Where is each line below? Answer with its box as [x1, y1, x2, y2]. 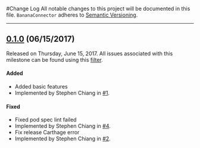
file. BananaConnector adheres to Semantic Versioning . [6, 11, 138, 18]
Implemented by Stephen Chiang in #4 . [14, 122, 111, 130]
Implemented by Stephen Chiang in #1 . [14, 89, 110, 97]
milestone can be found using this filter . [6, 56, 103, 63]
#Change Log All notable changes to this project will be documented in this [6, 5, 190, 12]
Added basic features [14, 83, 68, 90]
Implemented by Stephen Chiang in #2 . [14, 135, 111, 142]
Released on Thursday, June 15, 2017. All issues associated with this [6, 50, 173, 57]
